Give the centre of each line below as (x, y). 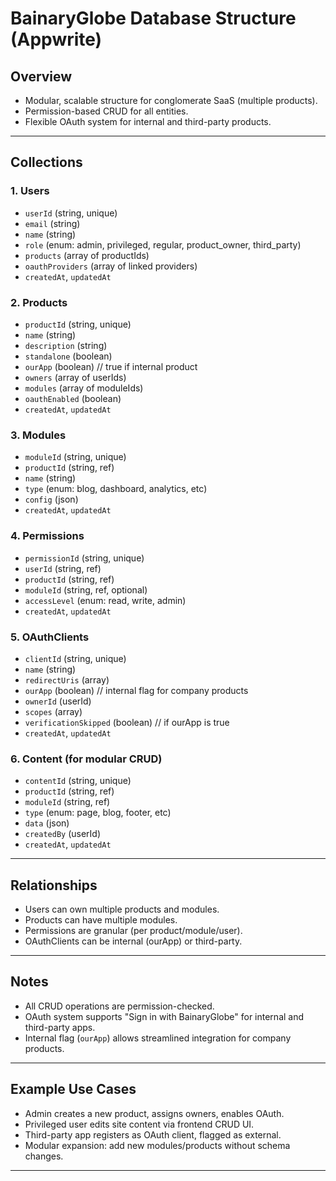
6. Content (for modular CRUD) (86, 759)
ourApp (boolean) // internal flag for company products (136, 690)
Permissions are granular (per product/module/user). (133, 930)
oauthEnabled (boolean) (73, 398)
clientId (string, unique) (75, 658)
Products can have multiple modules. (101, 919)
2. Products (39, 302)
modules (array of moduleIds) (84, 388)
